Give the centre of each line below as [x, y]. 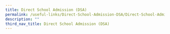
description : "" [22, 19]
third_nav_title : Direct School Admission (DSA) [57, 24]
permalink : [17, 14]
